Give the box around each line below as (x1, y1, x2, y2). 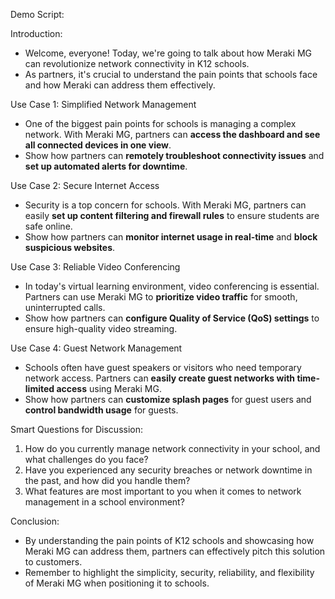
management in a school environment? (24, 496, 185, 508)
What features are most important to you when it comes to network (24, 485, 302, 497)
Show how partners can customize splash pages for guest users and (24, 394, 312, 405)
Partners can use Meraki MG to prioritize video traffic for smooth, (24, 291, 298, 303)
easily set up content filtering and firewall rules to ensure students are (24, 210, 320, 221)
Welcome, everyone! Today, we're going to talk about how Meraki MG (24, 47, 312, 59)
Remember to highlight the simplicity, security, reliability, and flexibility (24, 567, 315, 578)
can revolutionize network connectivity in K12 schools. (24, 58, 250, 69)
